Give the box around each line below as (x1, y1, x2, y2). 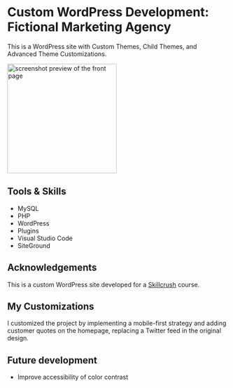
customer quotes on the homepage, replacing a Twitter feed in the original (7, 326, 222, 335)
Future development (7, 354, 98, 366)
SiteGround (17, 241, 50, 249)
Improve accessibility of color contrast (17, 373, 129, 382)
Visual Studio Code (17, 234, 73, 242)
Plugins (17, 226, 40, 235)
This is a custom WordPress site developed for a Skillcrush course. (7, 280, 200, 289)
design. (7, 334, 29, 342)
